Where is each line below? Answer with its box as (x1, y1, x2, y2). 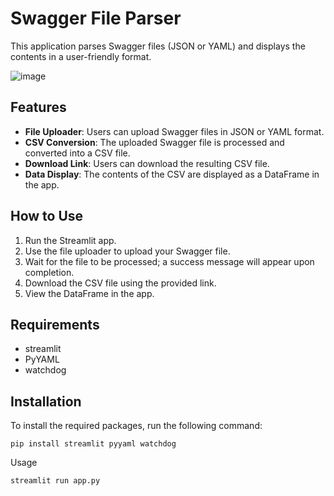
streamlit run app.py (10, 476, 101, 486)
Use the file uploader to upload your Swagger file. (24, 245, 231, 257)
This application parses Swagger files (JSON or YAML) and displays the (10, 40, 306, 52)
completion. (24, 266, 75, 278)
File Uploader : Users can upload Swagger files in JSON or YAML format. (24, 125, 325, 137)
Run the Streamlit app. (24, 234, 117, 246)
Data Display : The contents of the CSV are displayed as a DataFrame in (24, 168, 320, 180)
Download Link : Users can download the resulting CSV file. (24, 157, 270, 169)
